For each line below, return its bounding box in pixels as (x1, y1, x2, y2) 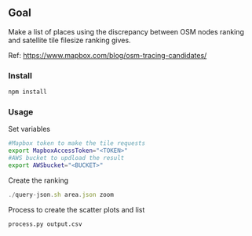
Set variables (8, 125, 51, 134)
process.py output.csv (8, 220, 82, 228)
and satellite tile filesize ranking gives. (8, 35, 131, 45)
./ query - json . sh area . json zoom (8, 191, 114, 198)
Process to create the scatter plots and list (8, 205, 145, 214)
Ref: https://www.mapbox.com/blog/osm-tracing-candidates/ (8, 50, 207, 60)
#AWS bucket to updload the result (8, 154, 125, 162)
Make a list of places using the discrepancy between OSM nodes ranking (8, 27, 245, 36)
